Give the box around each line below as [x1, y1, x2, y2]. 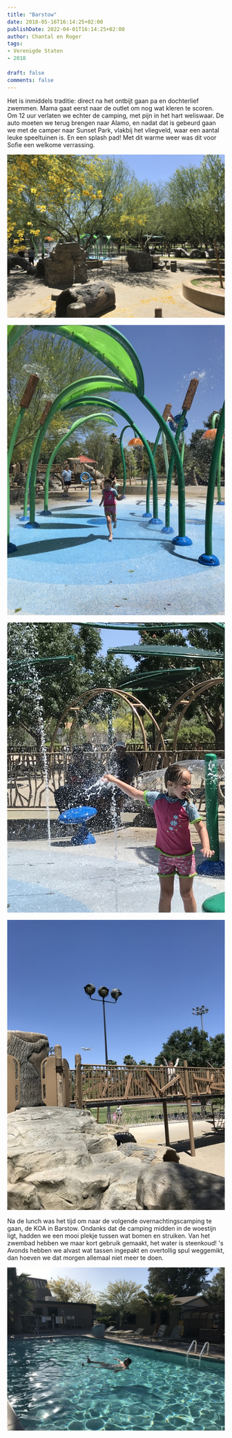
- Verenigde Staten [7, 48, 64, 55]
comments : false [7, 77, 54, 84]
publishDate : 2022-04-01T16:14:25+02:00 [7, 26, 126, 32]
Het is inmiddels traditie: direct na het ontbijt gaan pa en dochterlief [7, 97, 199, 105]
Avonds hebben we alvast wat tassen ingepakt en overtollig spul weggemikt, [7, 1246, 225, 1254]
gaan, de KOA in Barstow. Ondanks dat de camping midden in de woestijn [7, 1224, 216, 1232]
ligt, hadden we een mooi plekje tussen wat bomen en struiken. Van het [7, 1231, 211, 1240]
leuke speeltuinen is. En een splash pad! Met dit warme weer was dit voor [7, 133, 217, 142]
